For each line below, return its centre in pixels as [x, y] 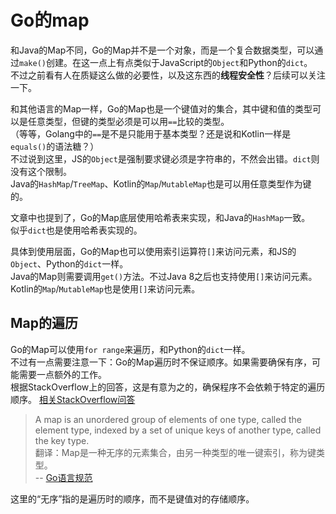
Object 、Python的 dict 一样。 [69, 263]
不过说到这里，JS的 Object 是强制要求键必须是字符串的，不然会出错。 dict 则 [165, 158]
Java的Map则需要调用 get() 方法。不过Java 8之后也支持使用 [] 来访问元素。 [164, 276]
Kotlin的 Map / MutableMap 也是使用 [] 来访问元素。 [105, 288]
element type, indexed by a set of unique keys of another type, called [178, 430]
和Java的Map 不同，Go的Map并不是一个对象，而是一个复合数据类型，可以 [162, 50]
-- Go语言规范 [63, 477]
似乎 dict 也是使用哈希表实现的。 [76, 230]
